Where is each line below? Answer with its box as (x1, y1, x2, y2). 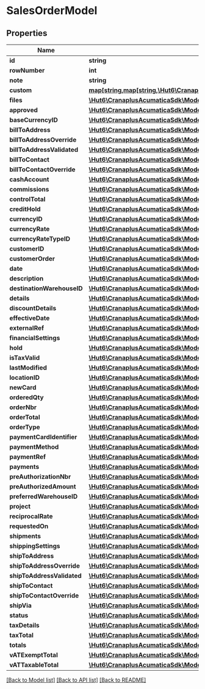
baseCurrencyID (9, 116, 58, 124)
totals (9, 641, 27, 649)
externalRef (9, 324, 45, 332)
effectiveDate (9, 314, 50, 322)
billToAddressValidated (9, 146, 79, 154)
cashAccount (9, 175, 49, 184)
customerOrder (9, 254, 56, 263)
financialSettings (9, 334, 60, 342)
